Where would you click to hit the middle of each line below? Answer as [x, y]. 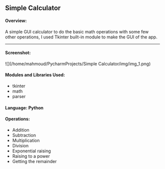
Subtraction [24, 135]
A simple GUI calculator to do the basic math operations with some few [77, 32]
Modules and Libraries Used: [35, 75]
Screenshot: [18, 53]
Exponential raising [31, 151]
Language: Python [24, 107]
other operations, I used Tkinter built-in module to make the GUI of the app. [81, 37]
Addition [21, 130]
